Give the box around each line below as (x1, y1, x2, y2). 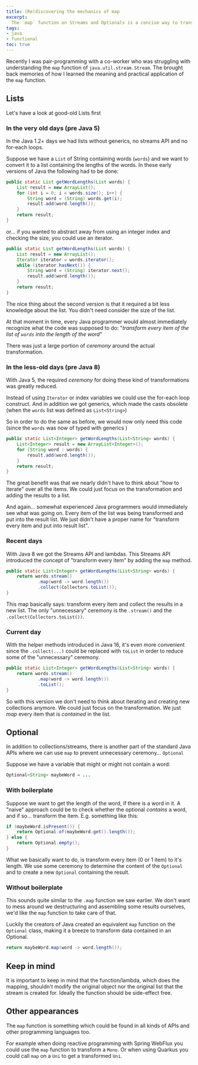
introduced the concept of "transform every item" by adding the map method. (6, 556, 192, 563)
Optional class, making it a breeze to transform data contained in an (6, 927, 171, 934)
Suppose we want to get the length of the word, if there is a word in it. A (6, 799, 181, 807)
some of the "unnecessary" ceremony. (6, 654, 100, 661)
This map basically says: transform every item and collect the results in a (6, 600, 183, 608)
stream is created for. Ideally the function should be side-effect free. (6, 989, 173, 996)
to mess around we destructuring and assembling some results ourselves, (6, 903, 186, 910)
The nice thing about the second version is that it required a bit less (6, 300, 170, 307)
